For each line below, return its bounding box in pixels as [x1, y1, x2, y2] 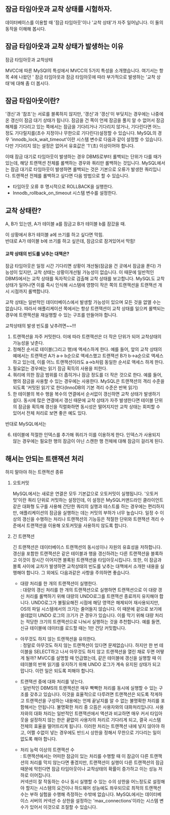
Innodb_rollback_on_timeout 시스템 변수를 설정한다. [12, 190, 118, 196]
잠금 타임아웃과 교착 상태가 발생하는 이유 [5, 42, 124, 51]
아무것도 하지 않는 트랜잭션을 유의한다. [20, 636, 96, 642]
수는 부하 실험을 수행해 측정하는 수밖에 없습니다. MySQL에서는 [20, 792, 144, 798]
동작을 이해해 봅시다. [5, 25, 46, 32]
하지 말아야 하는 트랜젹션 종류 [5, 469, 64, 475]
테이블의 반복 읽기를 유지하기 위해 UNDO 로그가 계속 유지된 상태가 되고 [20, 662, 161, 668]
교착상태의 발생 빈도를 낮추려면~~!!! [5, 323, 76, 329]
